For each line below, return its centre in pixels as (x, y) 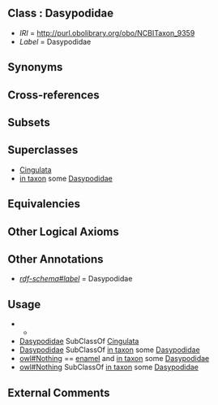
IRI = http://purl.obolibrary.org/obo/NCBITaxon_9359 (107, 33)
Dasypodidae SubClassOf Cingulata (79, 342)
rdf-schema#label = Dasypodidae (76, 279)
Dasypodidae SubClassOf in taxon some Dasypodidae (109, 350)
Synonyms (35, 67)
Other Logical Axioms (63, 231)
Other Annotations (56, 259)
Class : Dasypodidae (61, 13)
